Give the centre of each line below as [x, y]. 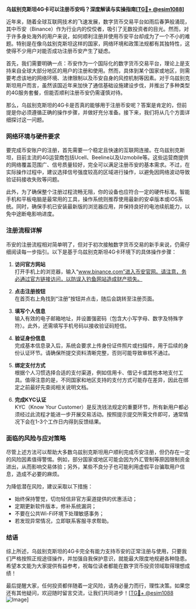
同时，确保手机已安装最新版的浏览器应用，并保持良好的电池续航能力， [100, 207]
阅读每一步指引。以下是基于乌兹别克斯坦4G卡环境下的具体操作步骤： [94, 252]
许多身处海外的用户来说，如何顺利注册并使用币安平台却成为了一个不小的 [98, 36]
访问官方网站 [30, 264]
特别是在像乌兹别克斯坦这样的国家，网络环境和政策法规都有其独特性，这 [103, 44]
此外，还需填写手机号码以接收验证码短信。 [78, 326]
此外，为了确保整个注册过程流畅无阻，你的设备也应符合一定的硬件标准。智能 [98, 192]
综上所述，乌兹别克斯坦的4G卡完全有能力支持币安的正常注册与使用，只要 [94, 551]
